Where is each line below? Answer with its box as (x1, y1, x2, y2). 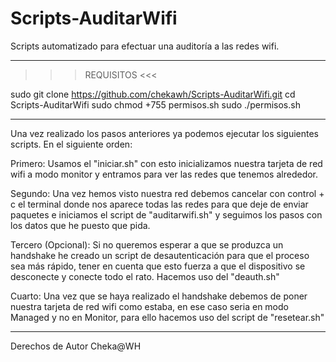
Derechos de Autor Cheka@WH (10, 340, 142, 352)
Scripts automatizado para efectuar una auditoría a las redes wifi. (10, 40, 280, 52)
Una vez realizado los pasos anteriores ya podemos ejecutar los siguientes (10, 127, 320, 139)
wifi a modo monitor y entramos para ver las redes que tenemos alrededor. (10, 168, 319, 180)
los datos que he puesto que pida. (10, 219, 151, 231)
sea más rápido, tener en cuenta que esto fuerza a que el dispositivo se (10, 260, 306, 272)
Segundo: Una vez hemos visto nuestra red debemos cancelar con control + (10, 187, 325, 199)
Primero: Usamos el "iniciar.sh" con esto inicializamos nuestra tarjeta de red (10, 157, 323, 169)
